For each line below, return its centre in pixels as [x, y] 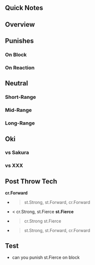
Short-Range [21, 97]
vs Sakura [17, 153]
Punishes [19, 41]
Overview [20, 24]
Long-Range [20, 123]
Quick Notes [24, 8]
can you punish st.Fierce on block [46, 257]
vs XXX [14, 166]
